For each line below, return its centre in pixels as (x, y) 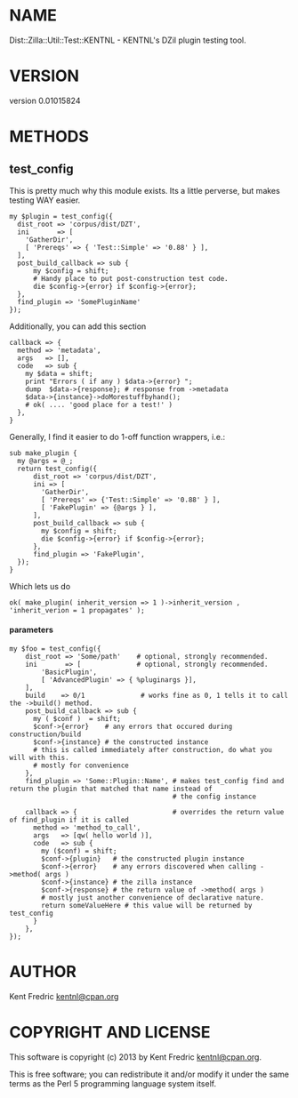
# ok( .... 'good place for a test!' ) (99, 405)
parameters (31, 630)
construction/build (45, 734)
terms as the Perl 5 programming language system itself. (113, 1083)
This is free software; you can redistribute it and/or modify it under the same (149, 1074)
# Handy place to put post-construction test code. (130, 278)
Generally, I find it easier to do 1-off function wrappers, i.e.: (117, 437)
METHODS (49, 136)
